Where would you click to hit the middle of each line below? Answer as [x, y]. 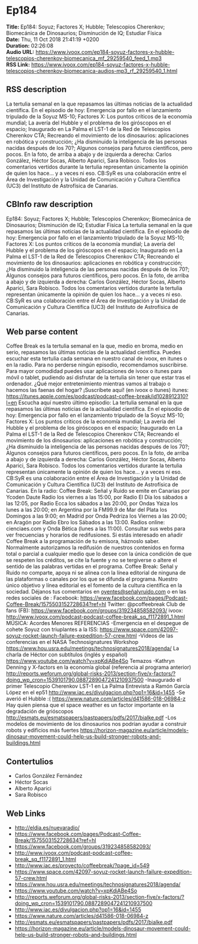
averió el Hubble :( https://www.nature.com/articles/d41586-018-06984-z [96, 699]
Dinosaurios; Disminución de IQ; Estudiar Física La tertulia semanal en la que [99, 225]
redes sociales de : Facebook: [43, 598]
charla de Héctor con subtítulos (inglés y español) [67, 655]
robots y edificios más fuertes [43, 731]
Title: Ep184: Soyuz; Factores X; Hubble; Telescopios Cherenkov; [86, 27]
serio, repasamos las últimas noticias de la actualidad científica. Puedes [94, 352]
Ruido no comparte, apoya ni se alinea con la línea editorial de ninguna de [96, 573]
